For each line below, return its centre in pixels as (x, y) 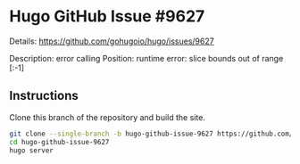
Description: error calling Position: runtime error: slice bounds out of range (146, 58)
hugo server (31, 150)
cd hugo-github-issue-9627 (59, 142)
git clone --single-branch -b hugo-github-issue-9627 (112, 134)
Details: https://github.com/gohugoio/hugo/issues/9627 (112, 41)
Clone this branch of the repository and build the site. (107, 117)
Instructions (44, 96)
